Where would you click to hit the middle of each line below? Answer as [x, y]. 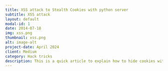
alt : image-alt [21, 42]
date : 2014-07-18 [23, 28]
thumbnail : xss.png [25, 38]
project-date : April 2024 [32, 47]
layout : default [22, 19]
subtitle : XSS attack [28, 14]
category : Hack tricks [29, 56]
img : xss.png [19, 33]
